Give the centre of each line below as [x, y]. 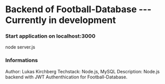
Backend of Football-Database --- [78, 9]
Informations [22, 61]
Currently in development [61, 20]
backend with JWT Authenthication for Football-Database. [66, 77]
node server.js [20, 47]
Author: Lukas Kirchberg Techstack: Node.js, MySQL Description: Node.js [82, 71]
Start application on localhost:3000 [50, 36]
